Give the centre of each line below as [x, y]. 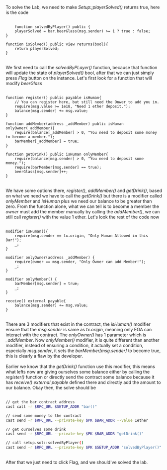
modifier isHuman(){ [27, 231]
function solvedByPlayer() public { [53, 27]
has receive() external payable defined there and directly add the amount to [83, 382]
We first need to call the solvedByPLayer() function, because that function [82, 67]
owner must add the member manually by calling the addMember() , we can [83, 212]
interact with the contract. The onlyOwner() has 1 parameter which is [76, 335]
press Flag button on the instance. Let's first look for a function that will [79, 78]
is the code [17, 12]
